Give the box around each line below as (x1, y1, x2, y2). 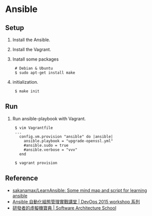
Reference (5, 174, 38, 182)
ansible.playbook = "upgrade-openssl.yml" (23, 138, 113, 143)
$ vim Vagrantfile (14, 125, 53, 130)
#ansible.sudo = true (23, 143, 69, 148)
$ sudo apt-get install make (14, 70, 76, 75)
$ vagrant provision (14, 160, 57, 165)
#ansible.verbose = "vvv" (23, 147, 78, 152)
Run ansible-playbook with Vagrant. (12, 115, 86, 121)
